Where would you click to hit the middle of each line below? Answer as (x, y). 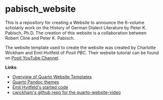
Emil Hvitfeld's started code (40, 87)
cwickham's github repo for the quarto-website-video (67, 92)
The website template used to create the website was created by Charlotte (81, 47)
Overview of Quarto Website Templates (52, 77)
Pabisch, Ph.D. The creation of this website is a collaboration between (76, 33)
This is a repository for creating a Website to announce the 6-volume (75, 22)
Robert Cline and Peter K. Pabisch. (40, 38)
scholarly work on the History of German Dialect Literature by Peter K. (76, 27)
